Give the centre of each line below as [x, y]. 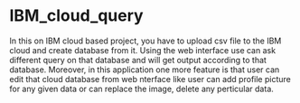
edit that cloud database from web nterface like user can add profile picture [150, 79]
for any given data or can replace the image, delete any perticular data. [141, 89]
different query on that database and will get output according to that [138, 60]
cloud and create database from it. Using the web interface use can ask [143, 50]
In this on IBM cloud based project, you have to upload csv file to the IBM [145, 41]
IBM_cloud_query [76, 16]
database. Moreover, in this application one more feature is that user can [145, 70]
